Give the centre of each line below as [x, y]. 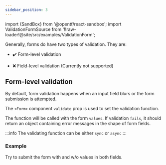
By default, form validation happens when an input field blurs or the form [80, 94]
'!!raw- [69, 29]
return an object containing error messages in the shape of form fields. [78, 124]
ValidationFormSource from [33, 29]
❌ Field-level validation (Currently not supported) [63, 66]
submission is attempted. [31, 99]
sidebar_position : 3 [27, 10]
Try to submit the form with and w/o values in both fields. [64, 157]
